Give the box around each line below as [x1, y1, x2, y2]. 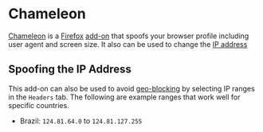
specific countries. [8, 100, 69, 110]
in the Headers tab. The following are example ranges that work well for [8, 92, 241, 102]
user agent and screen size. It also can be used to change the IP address [8, 39, 248, 49]
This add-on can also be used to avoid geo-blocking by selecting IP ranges [8, 83, 255, 93]
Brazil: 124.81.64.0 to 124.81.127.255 [19, 116, 143, 126]
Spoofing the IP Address [8, 63, 131, 76]
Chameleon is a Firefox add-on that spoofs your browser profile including [8, 31, 249, 41]
